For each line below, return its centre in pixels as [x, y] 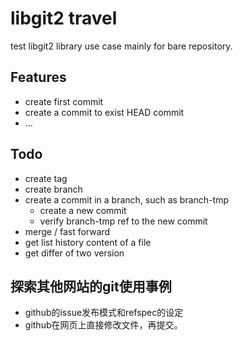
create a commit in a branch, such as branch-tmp [126, 199]
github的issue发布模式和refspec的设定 [104, 313]
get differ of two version [74, 253]
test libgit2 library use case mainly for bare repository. [121, 46]
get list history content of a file [88, 242]
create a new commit [83, 210]
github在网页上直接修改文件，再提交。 [103, 325]
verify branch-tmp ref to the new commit [123, 221]
